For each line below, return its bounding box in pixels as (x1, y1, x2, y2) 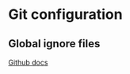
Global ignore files (8, 37, 101, 50)
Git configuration (8, 6, 123, 24)
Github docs (8, 57, 48, 67)
